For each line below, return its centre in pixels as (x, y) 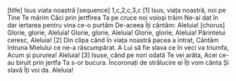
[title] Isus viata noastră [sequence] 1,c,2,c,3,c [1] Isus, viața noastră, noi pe (117, 10)
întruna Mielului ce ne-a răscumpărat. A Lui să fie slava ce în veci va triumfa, (118, 48)
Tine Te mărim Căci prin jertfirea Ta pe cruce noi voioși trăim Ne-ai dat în (113, 18)
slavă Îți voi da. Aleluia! (41, 70)
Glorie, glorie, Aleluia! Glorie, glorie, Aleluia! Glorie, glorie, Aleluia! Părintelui (117, 32)
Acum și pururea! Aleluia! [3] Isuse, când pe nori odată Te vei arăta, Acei (112, 55)
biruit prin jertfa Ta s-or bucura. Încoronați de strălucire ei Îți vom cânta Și (123, 62)
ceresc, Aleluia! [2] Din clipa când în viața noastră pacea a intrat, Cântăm (113, 40)
